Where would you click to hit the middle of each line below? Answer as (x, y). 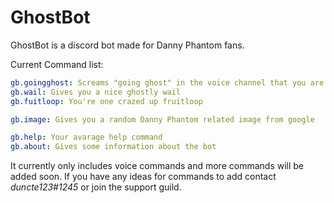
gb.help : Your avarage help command (86, 137)
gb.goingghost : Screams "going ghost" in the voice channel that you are (167, 82)
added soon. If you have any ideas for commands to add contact (143, 177)
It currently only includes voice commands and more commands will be (157, 166)
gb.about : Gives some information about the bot (113, 147)
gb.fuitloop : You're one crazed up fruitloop (106, 101)
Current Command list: (57, 64)
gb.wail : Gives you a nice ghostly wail (96, 92)
